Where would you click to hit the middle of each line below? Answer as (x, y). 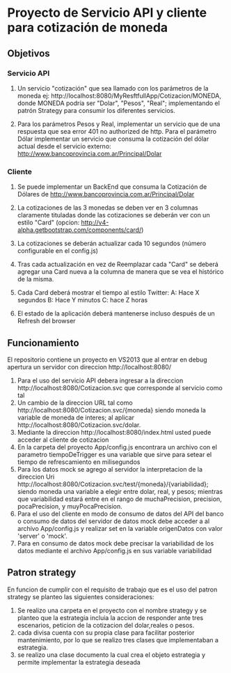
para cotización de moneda (88, 28)
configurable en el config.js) (58, 251)
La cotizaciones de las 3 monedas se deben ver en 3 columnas (107, 208)
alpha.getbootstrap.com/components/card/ (79, 230)
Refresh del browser (46, 321)
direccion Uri (36, 477)
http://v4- (95, 223)
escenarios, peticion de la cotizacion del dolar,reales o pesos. (106, 625)
